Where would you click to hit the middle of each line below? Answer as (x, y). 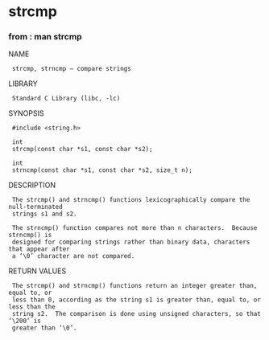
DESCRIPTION (32, 185)
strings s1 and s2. (45, 214)
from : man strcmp (45, 37)
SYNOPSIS (26, 113)
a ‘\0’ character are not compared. (73, 256)
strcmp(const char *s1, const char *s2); (82, 150)
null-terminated (35, 207)
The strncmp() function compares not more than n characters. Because (134, 228)
